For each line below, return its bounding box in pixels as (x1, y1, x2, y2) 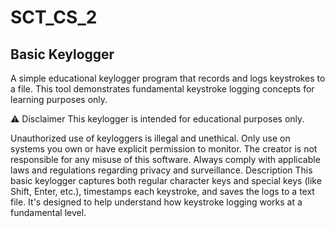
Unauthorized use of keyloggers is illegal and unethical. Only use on (10, 132, 291, 144)
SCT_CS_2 (10, 6, 98, 29)
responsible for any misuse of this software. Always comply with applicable (10, 154, 321, 165)
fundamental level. (10, 207, 87, 218)
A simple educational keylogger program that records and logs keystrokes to (10, 72, 326, 84)
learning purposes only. (10, 94, 108, 105)
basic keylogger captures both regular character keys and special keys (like (10, 175, 322, 186)
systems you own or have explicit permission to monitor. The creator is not (10, 143, 318, 155)
